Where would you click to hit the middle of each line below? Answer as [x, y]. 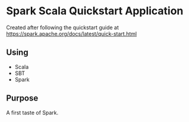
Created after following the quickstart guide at [62, 27]
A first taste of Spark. [32, 112]
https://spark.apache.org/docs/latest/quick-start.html [72, 33]
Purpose [22, 98]
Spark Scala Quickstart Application [95, 11]
